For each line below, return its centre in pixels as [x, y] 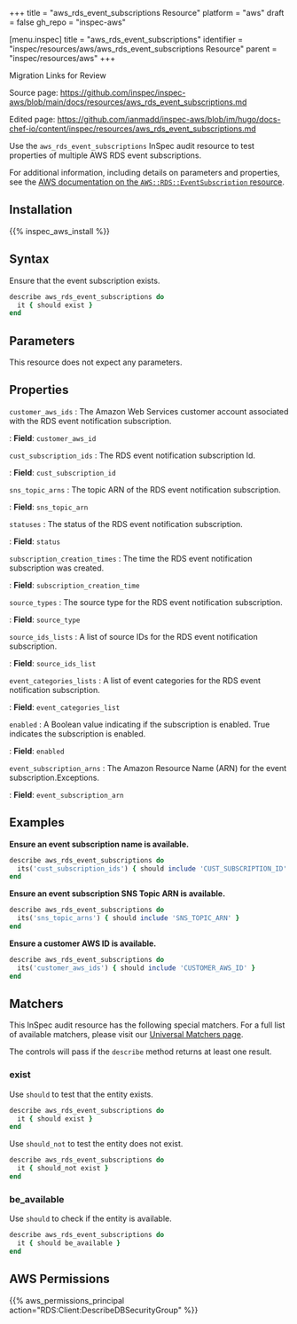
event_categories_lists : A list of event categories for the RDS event [135, 680]
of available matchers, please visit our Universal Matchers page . [126, 1035]
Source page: [34, 93]
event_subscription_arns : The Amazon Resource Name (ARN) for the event [148, 768]
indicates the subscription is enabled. [78, 733]
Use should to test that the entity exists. [81, 1094]
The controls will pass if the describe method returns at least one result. [141, 1052]
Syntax [29, 260]
